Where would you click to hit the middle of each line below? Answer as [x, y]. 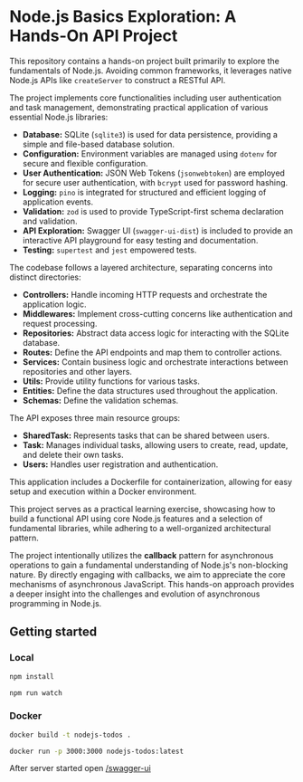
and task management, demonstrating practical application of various [139, 107]
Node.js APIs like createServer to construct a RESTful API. [118, 80]
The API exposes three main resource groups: [95, 417]
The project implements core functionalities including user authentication [146, 98]
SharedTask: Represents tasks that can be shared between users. [146, 435]
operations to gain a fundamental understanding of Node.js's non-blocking [149, 565]
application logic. [54, 304]
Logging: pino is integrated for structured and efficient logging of [144, 192]
